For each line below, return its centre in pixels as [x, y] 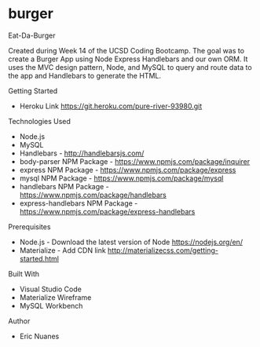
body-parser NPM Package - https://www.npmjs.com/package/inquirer [135, 161]
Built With [24, 274]
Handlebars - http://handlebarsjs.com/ [82, 153]
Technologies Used [39, 121]
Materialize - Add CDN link [62, 250]
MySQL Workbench [51, 305]
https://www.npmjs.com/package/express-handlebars [107, 211]
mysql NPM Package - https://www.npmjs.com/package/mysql [121, 178]
